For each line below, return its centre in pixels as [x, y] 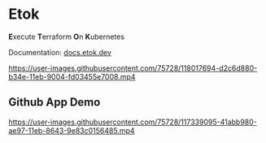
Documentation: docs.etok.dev [60, 52]
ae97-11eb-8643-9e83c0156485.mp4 [72, 130]
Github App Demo [55, 102]
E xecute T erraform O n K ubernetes [66, 37]
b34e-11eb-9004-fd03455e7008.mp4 [72, 76]
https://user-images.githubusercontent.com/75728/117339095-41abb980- [133, 122]
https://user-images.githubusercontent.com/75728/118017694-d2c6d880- [133, 68]
